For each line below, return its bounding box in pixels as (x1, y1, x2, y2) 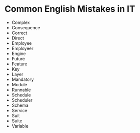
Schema (11, 102, 29, 108)
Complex (11, 19, 30, 25)
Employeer (11, 45, 34, 51)
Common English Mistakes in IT (4, 3, 136, 15)
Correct (11, 30, 27, 36)
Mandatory (11, 76, 34, 82)
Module (11, 81, 27, 87)
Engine (11, 50, 26, 57)
